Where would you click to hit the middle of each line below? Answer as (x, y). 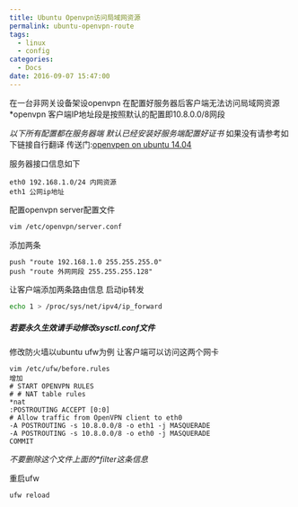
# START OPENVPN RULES (52, 387)
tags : (19, 34)
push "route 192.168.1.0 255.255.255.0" (86, 262)
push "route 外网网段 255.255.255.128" (81, 271)
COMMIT (22, 441)
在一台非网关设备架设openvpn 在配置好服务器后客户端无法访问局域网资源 (145, 102)
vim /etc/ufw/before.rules (60, 369)
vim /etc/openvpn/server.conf (66, 227)
